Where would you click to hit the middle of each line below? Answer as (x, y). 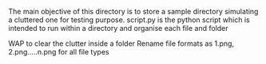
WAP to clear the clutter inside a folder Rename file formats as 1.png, (121, 43)
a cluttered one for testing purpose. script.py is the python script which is (129, 20)
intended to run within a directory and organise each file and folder (119, 28)
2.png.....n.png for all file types (59, 52)
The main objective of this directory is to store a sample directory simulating (133, 11)
